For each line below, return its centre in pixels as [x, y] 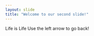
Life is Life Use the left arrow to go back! [47, 28]
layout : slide [20, 10]
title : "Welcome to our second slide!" [47, 14]
